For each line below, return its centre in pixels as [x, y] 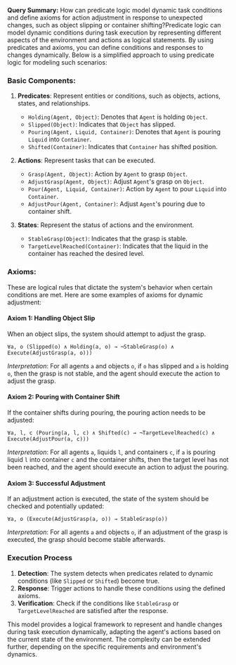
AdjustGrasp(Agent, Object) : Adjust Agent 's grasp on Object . [116, 181]
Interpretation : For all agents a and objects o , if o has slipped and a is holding [118, 366]
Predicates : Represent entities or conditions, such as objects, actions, [119, 96]
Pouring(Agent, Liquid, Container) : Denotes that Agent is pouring [124, 132]
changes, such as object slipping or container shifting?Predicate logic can [114, 25]
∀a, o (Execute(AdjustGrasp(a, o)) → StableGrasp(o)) [88, 519]
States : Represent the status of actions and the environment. [106, 225]
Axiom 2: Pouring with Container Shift [64, 397]
